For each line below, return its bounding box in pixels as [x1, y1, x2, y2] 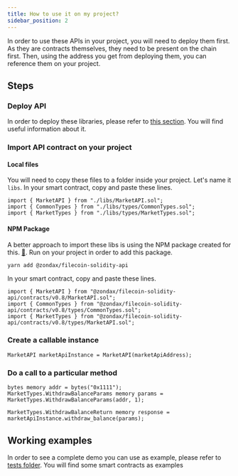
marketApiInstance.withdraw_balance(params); [7, 415, 144, 423]
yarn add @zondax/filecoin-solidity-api [7, 261, 129, 269]
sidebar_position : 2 [7, 17, 69, 24]
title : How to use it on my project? [7, 10, 119, 18]
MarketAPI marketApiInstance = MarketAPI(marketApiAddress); [7, 351, 193, 359]
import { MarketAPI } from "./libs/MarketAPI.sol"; [7, 197, 163, 205]
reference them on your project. [7, 59, 101, 67]
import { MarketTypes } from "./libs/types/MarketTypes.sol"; [7, 210, 195, 217]
